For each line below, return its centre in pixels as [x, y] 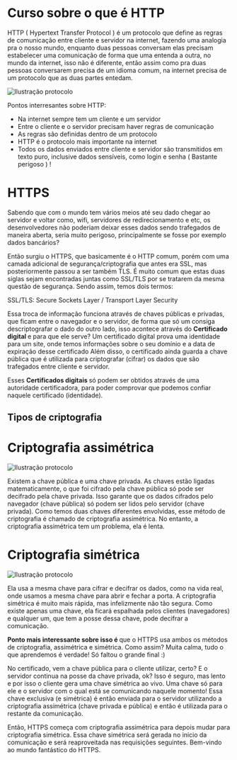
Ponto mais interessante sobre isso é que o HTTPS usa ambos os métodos [117, 640]
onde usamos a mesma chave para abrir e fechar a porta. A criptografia [112, 596]
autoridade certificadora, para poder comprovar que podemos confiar [109, 387]
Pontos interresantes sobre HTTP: [57, 105]
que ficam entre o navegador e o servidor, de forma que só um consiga [111, 321]
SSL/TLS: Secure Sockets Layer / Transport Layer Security [93, 300]
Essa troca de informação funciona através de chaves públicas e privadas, [116, 314]
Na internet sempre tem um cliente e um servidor [89, 119]
